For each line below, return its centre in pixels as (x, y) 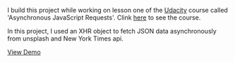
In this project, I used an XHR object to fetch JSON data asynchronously (112, 31)
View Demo (24, 52)
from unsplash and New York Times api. (65, 38)
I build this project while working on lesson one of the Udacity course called (117, 10)
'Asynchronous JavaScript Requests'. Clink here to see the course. (104, 17)
